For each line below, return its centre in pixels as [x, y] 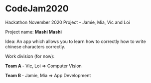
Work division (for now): [30, 56]
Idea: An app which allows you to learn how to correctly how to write [75, 41]
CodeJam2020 [37, 9]
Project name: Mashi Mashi [34, 32]
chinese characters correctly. [35, 46]
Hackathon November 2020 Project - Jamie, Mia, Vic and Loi [68, 22]
